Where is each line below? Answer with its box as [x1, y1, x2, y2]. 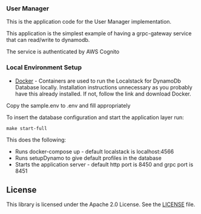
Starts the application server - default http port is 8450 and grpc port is [15, 160, 194, 168]
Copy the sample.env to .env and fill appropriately [6, 102, 131, 109]
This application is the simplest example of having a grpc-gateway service [6, 30, 192, 37]
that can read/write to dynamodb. [6, 36, 90, 44]
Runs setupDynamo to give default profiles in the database [15, 154, 162, 162]
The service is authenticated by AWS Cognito [6, 48, 120, 55]
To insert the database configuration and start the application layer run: [6, 114, 184, 121]
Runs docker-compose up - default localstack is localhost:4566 [15, 148, 174, 155]
